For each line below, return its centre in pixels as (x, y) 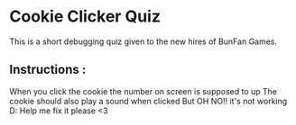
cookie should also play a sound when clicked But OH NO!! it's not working (148, 101)
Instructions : (48, 70)
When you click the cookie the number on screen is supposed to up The (143, 91)
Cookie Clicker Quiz (85, 17)
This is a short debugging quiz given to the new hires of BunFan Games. (143, 41)
